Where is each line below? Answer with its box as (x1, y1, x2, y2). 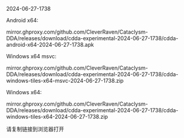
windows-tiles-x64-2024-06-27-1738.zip (6, 113, 108, 120)
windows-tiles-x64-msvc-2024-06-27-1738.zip (6, 77, 124, 84)
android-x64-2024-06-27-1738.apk (6, 41, 94, 48)
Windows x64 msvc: (6, 53, 57, 59)
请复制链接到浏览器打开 (6, 125, 64, 133)
